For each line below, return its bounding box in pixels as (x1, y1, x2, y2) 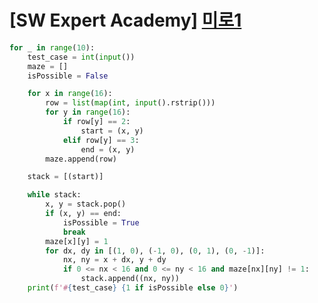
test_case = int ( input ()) (27, 52, 136, 62)
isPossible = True (62, 217, 140, 228)
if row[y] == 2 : (62, 117, 131, 127)
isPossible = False (27, 71, 109, 81)
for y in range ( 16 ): (45, 107, 131, 118)
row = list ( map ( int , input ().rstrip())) (45, 98, 216, 108)
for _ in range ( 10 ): (9, 42, 96, 53)
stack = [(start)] (27, 172, 104, 182)
